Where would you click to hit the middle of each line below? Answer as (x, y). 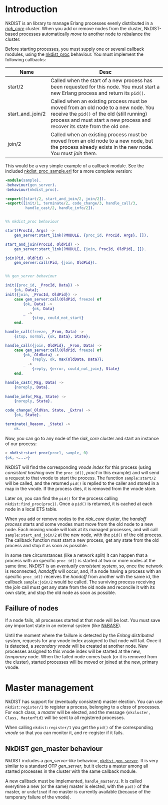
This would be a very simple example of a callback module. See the (74, 166)
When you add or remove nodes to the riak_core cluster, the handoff (76, 519)
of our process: (21, 444)
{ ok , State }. (28, 415)
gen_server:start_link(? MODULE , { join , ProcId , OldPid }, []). (80, 249)
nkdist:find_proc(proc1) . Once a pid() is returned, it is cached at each (79, 504)
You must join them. (74, 153)
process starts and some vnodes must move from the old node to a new (79, 524)
